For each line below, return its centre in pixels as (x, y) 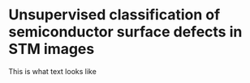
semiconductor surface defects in (125, 32)
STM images (52, 49)
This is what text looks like (53, 71)
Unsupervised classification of (114, 15)
